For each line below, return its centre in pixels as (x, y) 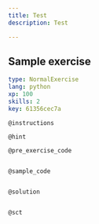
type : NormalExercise (44, 79)
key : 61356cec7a (35, 108)
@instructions (31, 123)
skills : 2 (24, 101)
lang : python (29, 87)
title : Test (27, 15)
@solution (24, 192)
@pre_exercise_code (40, 150)
